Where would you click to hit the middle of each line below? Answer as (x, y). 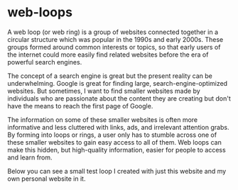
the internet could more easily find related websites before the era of (108, 55)
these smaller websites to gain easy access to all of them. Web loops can (114, 142)
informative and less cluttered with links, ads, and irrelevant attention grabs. (118, 127)
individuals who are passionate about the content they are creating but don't (119, 98)
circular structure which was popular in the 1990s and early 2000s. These (115, 39)
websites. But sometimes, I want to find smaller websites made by (104, 91)
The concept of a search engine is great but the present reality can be (110, 76)
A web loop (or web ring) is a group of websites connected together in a (113, 32)
